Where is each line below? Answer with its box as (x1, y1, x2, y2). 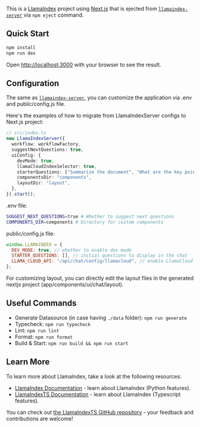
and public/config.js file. (6, 100, 65, 108)
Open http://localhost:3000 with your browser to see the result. (6, 61, 162, 68)
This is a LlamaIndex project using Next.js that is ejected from (6, 5, 158, 12)
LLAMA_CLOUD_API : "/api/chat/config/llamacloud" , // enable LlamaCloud (11, 258, 193, 264)
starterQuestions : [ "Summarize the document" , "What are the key (17, 169, 183, 175)
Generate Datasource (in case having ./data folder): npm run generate (14, 314, 187, 321)
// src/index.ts (6, 130, 46, 136)
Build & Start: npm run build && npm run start (14, 339, 129, 346)
